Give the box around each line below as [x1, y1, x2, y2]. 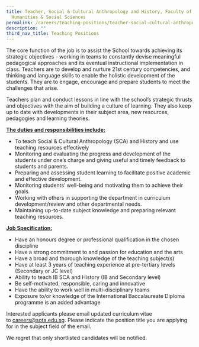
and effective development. [14, 176, 82, 183]
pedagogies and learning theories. [6, 115, 90, 122]
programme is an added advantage [14, 299, 101, 306]
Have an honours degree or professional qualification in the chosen [14, 236, 179, 243]
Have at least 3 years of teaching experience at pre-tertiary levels [14, 261, 176, 268]
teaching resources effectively [14, 144, 89, 151]
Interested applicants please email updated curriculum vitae [6, 310, 152, 317]
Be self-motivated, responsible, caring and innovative [14, 280, 146, 287]
